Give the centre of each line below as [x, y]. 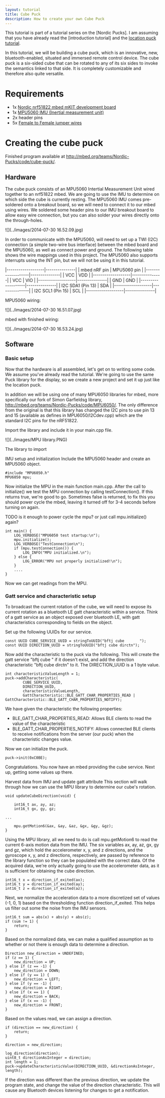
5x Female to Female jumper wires [47, 123]
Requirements [34, 94]
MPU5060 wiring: [23, 300]
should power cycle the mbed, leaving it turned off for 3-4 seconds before [81, 502]
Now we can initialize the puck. [37, 749]
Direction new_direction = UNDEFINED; [45, 954]
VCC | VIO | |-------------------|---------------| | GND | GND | [75, 281]
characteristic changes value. [42, 739]
